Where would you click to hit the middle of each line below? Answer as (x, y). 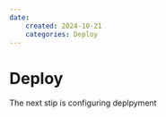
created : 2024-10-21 (64, 26)
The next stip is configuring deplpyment (83, 103)
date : (19, 17)
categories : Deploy (62, 34)
